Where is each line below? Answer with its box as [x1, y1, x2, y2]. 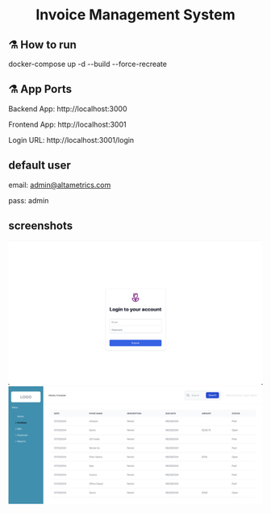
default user [8, 159, 71, 173]
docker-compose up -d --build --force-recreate [8, 59, 168, 69]
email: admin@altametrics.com [8, 180, 111, 190]
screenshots [8, 219, 73, 233]
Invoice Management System [35, 6, 236, 24]
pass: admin [8, 195, 49, 205]
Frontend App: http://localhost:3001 [8, 119, 127, 129]
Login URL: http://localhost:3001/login [8, 135, 135, 144]
